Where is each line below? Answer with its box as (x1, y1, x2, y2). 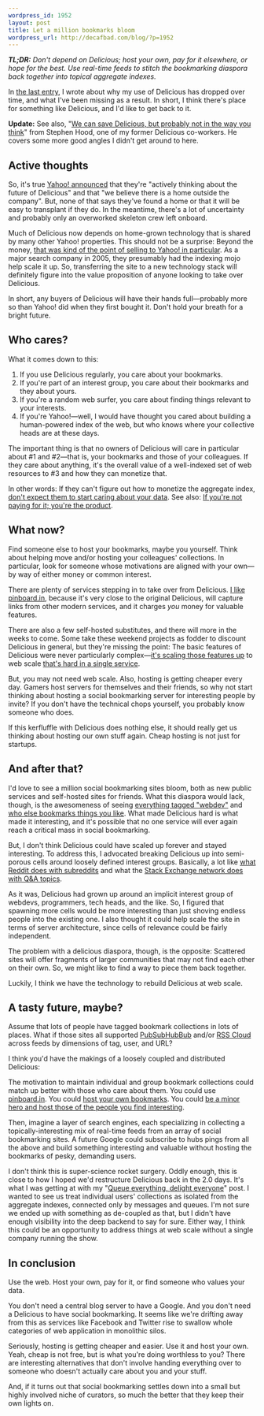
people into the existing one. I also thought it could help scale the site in (8, 914, 240, 924)
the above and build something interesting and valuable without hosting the (8, 1143, 252, 1153)
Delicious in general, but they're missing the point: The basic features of (8, 641, 242, 651)
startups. (8, 739, 38, 749)
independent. (8, 931, 52, 940)
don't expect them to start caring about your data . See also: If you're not (8, 492, 243, 501)
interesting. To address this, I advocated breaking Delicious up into (8, 849, 225, 858)
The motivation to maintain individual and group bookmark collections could (8, 1077, 254, 1087)
